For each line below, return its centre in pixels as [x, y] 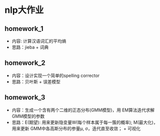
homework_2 [25, 63]
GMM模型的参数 [28, 116]
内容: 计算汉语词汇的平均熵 [39, 41]
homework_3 [25, 97]
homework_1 [24, 28]
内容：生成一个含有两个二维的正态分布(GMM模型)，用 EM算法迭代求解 [83, 110]
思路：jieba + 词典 [30, 47]
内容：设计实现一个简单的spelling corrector [56, 75]
